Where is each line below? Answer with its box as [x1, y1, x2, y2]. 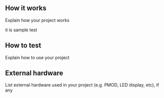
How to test [5, 41, 41, 50]
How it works [5, 4, 47, 12]
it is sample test [5, 27, 37, 33]
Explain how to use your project [5, 54, 70, 60]
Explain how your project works [5, 17, 70, 23]
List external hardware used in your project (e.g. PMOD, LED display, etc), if [5, 82, 160, 88]
